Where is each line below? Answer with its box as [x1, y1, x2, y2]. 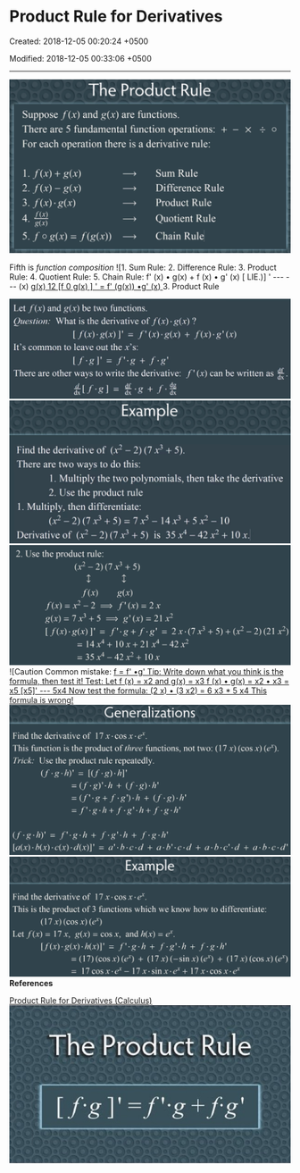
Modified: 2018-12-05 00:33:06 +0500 [9, 53, 152, 63]
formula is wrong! [9, 694, 74, 705]
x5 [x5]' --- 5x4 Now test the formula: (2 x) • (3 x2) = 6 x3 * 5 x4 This [9, 685, 268, 696]
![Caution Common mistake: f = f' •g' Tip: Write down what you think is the [9, 666, 284, 676]
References [9, 977, 54, 988]
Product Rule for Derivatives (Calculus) [9, 994, 153, 1006]
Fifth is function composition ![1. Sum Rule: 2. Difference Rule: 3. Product [9, 262, 277, 272]
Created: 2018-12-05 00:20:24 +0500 [9, 36, 149, 46]
